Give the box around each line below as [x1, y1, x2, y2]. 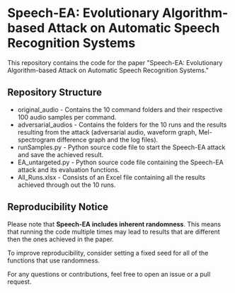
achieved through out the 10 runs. [17, 180, 116, 189]
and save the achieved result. [17, 150, 104, 159]
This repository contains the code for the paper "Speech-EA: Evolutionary [7, 58, 223, 67]
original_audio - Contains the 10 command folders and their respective [17, 105, 223, 114]
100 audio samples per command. [17, 113, 117, 121]
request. [7, 277, 32, 286]
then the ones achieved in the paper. [7, 235, 115, 243]
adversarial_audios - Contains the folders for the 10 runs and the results [17, 120, 227, 129]
